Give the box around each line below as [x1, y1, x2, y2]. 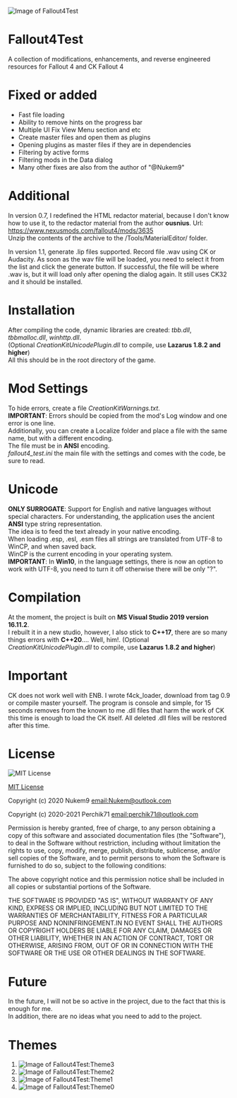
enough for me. [8, 1005, 53, 1013]
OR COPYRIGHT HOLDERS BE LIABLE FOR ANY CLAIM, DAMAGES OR [8, 926, 212, 935]
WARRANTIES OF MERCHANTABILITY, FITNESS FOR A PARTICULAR [8, 911, 207, 920]
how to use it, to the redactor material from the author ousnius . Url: [8, 218, 204, 227]
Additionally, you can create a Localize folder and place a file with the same [8, 426, 228, 435]
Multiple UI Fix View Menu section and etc [18, 125, 141, 134]
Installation [8, 303, 75, 318]
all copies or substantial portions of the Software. [8, 882, 151, 891]
